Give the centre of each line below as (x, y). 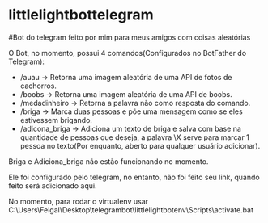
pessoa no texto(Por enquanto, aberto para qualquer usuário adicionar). (140, 145)
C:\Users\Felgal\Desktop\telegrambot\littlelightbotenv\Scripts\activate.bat (131, 210)
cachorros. (38, 86)
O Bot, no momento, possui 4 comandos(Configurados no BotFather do (128, 53)
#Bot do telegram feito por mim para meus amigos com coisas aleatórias (130, 37)
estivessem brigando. (56, 120)
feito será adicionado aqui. (53, 185)
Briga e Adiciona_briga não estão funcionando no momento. (108, 161)
